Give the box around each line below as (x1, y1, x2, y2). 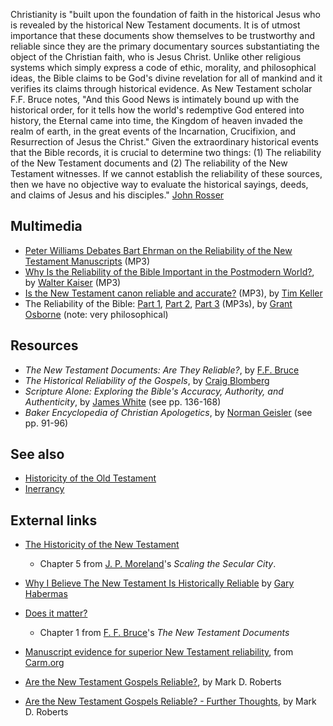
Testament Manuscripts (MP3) (24, 255, 151, 267)
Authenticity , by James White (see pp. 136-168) (24, 395, 222, 408)
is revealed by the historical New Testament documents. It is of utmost (10, 19, 301, 31)
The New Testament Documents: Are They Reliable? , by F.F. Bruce (24, 364, 300, 376)
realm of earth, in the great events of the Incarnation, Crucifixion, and (10, 125, 297, 137)
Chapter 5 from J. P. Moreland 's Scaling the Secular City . (39, 558, 277, 570)
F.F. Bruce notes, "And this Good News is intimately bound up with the (10, 94, 300, 105)
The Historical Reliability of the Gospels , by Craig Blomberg (24, 374, 270, 386)
